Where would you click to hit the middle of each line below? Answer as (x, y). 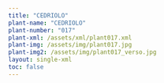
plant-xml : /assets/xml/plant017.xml (70, 38)
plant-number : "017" (42, 30)
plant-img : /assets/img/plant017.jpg (70, 45)
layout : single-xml (40, 60)
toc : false (26, 67)
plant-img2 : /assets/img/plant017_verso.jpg (82, 52)
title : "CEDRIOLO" (38, 15)
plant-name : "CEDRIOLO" (47, 23)
